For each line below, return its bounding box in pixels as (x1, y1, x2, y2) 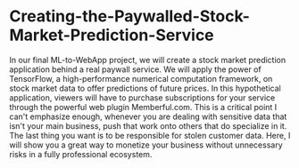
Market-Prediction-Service (9, 25, 214, 45)
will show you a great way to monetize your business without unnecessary (9, 140, 283, 150)
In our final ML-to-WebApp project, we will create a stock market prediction (9, 54, 287, 65)
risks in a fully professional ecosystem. (9, 148, 153, 159)
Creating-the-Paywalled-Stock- (9, 6, 250, 27)
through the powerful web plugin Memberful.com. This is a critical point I (9, 101, 278, 112)
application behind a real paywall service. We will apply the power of (9, 64, 262, 75)
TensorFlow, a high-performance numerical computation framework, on (9, 73, 273, 84)
